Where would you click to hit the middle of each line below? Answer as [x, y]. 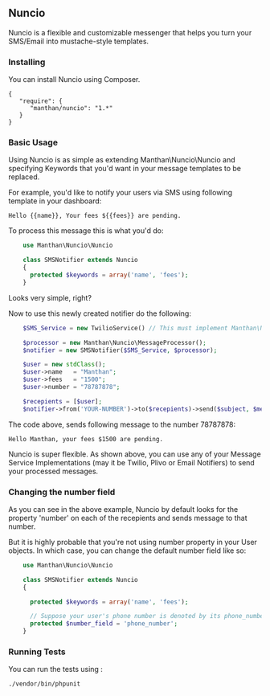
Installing [27, 62]
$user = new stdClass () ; [64, 365]
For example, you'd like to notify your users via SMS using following [121, 193]
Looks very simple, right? [50, 297]
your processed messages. [53, 471]
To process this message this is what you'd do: [86, 231]
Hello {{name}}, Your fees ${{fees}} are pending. [95, 216]
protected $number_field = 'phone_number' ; [104, 624]
